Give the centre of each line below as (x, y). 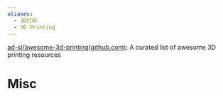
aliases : (20, 14)
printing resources (34, 55)
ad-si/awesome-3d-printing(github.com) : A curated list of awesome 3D (112, 48)
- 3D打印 (26, 21)
